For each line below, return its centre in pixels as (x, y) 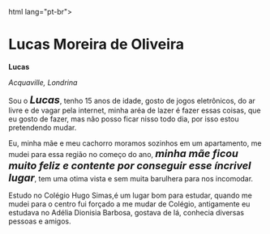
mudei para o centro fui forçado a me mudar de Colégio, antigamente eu (129, 204)
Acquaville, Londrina (43, 82)
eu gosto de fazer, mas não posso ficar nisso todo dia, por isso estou (124, 119)
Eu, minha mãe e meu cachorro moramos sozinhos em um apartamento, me (135, 143)
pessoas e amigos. (40, 221)
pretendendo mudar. (43, 127)
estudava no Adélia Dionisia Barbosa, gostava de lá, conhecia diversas (126, 212)
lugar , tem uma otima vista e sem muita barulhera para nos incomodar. (131, 178)
